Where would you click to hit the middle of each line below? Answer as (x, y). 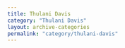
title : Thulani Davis (39, 14)
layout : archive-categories (49, 27)
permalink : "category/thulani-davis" (63, 34)
